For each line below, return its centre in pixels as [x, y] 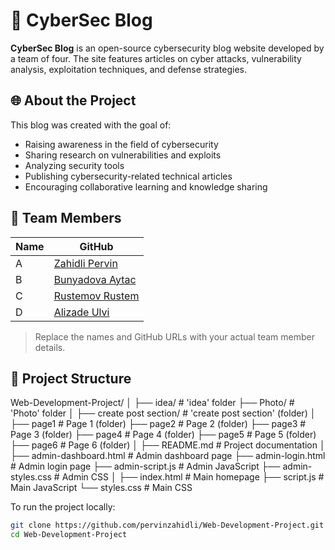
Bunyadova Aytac [95, 279]
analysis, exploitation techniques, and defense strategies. [129, 69]
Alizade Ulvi [81, 312]
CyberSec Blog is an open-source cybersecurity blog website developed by [167, 48]
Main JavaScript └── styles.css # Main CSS [101, 488]
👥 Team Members [66, 218]
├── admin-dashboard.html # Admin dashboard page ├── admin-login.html [168, 456]
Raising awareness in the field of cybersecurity [121, 144]
